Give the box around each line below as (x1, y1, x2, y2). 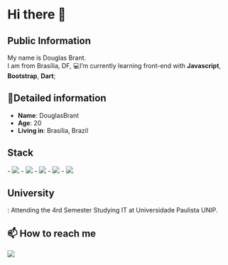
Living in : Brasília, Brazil (17, 126, 89, 134)
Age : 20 (17, 119, 42, 127)
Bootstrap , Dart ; (7, 72, 56, 80)
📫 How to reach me (7, 227, 97, 239)
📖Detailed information (7, 92, 107, 104)
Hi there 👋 (7, 6, 66, 23)
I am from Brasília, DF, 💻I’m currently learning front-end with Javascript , (7, 62, 222, 70)
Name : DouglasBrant (17, 111, 80, 119)
